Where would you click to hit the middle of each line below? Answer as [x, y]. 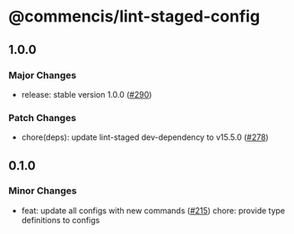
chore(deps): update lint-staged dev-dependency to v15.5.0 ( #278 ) [145, 137]
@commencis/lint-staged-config [134, 17]
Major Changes [43, 75]
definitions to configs [61, 220]
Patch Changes [43, 117]
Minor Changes [43, 191]
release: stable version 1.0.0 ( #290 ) [86, 94]
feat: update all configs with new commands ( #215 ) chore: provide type [153, 210]
